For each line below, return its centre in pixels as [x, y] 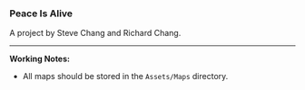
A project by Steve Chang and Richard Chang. [95, 33]
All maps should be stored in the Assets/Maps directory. [125, 76]
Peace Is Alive [41, 13]
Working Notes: [40, 59]
